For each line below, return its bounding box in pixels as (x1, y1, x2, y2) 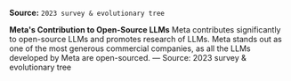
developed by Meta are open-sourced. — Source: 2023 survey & (9, 53, 247, 63)
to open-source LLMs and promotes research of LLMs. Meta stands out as (9, 34, 282, 44)
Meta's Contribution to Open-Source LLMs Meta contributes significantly (9, 25, 281, 34)
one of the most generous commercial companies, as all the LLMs (9, 43, 251, 54)
